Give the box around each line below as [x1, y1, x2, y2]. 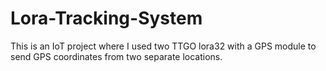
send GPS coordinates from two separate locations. [10, 50, 223, 62]
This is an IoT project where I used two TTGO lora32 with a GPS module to [10, 40, 317, 52]
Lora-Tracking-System [10, 7, 203, 30]
